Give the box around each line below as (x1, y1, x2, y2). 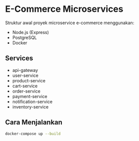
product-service (12, 77, 46, 83)
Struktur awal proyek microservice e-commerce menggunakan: (5, 20, 135, 26)
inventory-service (12, 104, 48, 109)
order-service (12, 88, 41, 94)
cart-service (12, 83, 38, 89)
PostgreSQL (12, 35, 37, 40)
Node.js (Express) (12, 29, 49, 35)
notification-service (12, 99, 53, 105)
